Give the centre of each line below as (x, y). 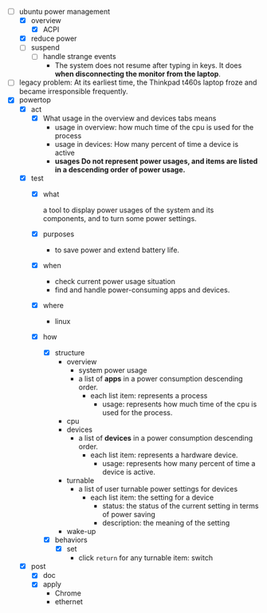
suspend (45, 48)
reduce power (54, 38)
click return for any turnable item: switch (145, 558)
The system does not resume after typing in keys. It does (148, 65)
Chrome (68, 593)
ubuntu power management (65, 12)
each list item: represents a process (149, 396)
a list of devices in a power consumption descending (166, 438)
